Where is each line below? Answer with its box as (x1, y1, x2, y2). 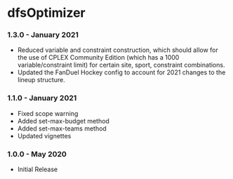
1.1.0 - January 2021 (7, 93, 77, 103)
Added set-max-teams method (17, 124, 107, 133)
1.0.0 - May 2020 (7, 149, 67, 159)
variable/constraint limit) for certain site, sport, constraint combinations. (17, 61, 225, 69)
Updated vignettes (17, 131, 72, 140)
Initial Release (17, 165, 58, 173)
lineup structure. (17, 76, 65, 84)
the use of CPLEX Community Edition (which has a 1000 (17, 53, 180, 62)
